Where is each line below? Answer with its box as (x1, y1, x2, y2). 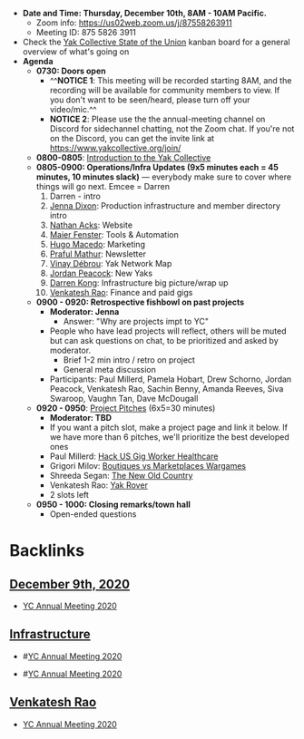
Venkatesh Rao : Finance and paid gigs (49, 287, 193, 297)
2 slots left (49, 490, 89, 500)
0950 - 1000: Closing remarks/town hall (35, 499, 191, 510)
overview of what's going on (22, 46, 130, 57)
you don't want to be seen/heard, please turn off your (49, 94, 251, 105)
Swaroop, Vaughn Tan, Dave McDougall (49, 394, 199, 404)
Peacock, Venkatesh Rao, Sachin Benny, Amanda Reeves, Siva (49, 384, 284, 394)
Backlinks (9, 540, 85, 561)
